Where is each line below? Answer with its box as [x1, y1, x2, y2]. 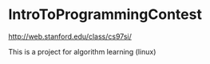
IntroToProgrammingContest [8, 6, 202, 24]
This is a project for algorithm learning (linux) [8, 47, 157, 56]
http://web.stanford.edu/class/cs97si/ [8, 32, 132, 41]
